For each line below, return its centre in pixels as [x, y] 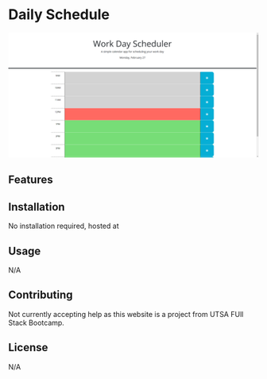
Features [31, 180]
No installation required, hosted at [64, 226]
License [28, 348]
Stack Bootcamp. [37, 323]
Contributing [41, 295]
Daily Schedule [59, 15]
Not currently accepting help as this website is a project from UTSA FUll [126, 314]
